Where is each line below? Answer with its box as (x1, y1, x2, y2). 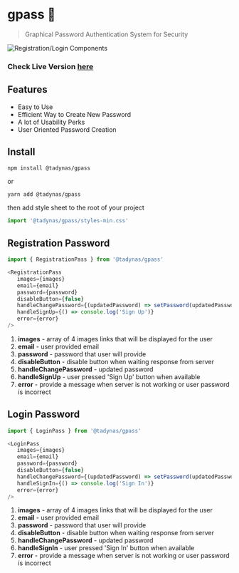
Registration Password (7, 237, 110, 249)
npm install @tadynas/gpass (7, 165, 91, 172)
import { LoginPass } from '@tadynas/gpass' (7, 427, 142, 434)
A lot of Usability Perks (17, 118, 85, 126)
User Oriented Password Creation (17, 125, 117, 134)
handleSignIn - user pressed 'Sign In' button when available (17, 544, 195, 552)
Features (7, 83, 48, 95)
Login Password (7, 408, 80, 420)
